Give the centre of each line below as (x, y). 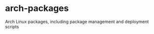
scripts (12, 26)
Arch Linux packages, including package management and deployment (77, 22)
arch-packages (37, 8)
